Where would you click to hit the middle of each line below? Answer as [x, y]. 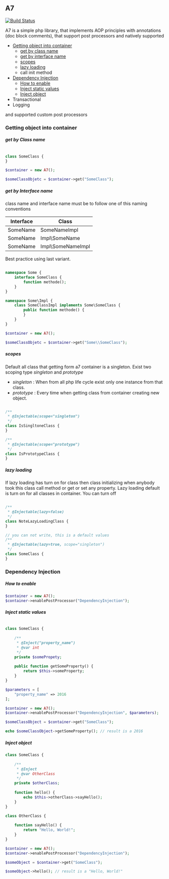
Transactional [27, 99]
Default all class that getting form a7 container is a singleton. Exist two [78, 367]
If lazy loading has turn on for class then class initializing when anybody [80, 483]
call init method [36, 72]
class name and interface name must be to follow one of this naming [76, 204]
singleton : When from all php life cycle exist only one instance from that [88, 382]
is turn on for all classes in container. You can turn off [61, 494]
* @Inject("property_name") [46, 643]
